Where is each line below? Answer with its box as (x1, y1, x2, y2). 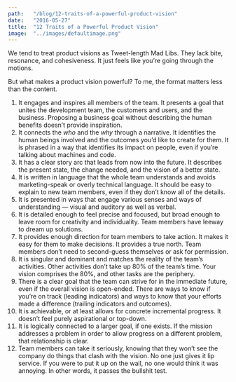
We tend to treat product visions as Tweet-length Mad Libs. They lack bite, (8, 49, 223, 57)
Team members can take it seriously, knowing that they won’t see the (18, 344, 218, 353)
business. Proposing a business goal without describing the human (18, 114, 212, 122)
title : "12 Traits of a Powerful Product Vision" (8, 23, 159, 30)
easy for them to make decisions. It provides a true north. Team (18, 240, 202, 249)
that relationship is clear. (18, 337, 90, 346)
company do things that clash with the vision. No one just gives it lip (18, 352, 215, 360)
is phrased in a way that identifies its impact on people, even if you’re (18, 143, 218, 151)
